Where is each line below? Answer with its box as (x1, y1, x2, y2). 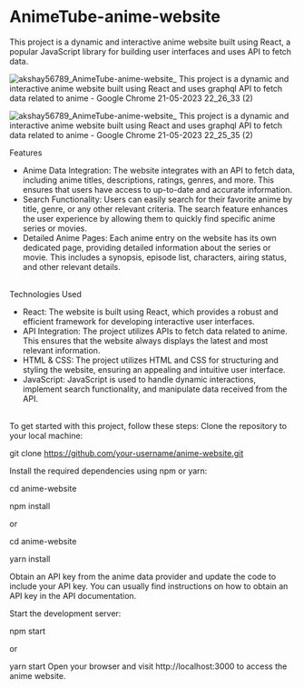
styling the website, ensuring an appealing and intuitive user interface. (22, 364, 286, 374)
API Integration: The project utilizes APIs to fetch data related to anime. (22, 325, 288, 336)
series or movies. (22, 223, 88, 234)
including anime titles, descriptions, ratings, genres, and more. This (22, 175, 275, 185)
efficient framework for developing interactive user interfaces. (22, 315, 256, 326)
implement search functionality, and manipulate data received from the (22, 384, 288, 394)
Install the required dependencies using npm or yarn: (9, 465, 208, 476)
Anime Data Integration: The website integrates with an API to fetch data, (22, 165, 295, 175)
